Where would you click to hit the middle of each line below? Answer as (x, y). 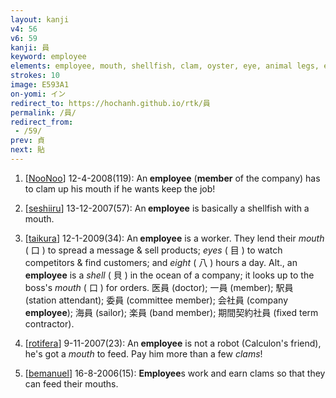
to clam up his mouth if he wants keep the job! (120, 188)
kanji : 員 (30, 47)
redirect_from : (42, 122)
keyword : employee (48, 57)
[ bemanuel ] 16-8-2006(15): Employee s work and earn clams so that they (175, 373)
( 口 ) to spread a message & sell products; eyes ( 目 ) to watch (153, 250)
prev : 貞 (27, 141)
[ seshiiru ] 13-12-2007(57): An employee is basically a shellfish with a (167, 208)
